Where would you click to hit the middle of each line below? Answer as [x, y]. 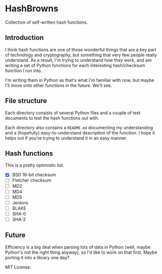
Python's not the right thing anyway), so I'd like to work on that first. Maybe [81, 252]
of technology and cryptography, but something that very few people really [81, 55]
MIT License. [18, 267]
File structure [26, 101]
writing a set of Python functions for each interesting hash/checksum [75, 65]
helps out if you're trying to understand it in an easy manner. [66, 138]
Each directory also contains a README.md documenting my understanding [79, 127]
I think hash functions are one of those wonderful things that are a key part [81, 49]
